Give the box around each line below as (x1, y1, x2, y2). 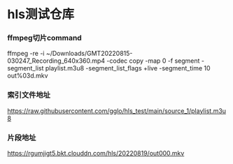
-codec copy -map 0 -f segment (106, 57, 200, 65)
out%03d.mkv (7, 71, 48, 80)
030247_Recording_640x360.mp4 (7, 57, 106, 65)
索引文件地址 (7, 90, 51, 100)
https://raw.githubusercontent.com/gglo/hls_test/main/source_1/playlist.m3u (7, 106, 226, 115)
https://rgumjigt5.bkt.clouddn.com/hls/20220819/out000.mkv (7, 149, 185, 158)
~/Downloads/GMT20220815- (45, 50, 133, 58)
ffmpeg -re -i (7, 50, 45, 58)
